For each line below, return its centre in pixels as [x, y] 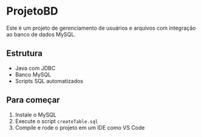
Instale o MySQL [35, 115]
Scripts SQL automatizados [49, 81]
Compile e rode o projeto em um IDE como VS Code [80, 127]
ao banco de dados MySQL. [41, 34]
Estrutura [25, 54]
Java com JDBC [35, 68]
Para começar [33, 100]
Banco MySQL [33, 75]
